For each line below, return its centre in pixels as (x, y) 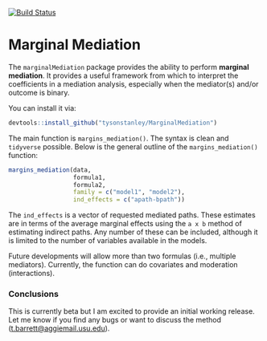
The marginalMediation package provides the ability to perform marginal (129, 67)
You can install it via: (42, 108)
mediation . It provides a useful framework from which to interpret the (123, 75)
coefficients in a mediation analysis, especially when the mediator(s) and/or (133, 83)
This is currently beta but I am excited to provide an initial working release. (131, 311)
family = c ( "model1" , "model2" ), (129, 193)
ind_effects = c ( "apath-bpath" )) (129, 200)
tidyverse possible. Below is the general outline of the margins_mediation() (133, 146)
